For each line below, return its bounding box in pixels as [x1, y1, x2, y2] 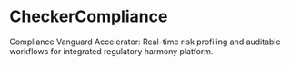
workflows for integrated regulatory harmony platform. [9, 45, 214, 56]
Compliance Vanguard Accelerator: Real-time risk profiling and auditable [9, 36, 281, 47]
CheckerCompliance [9, 6, 168, 27]
